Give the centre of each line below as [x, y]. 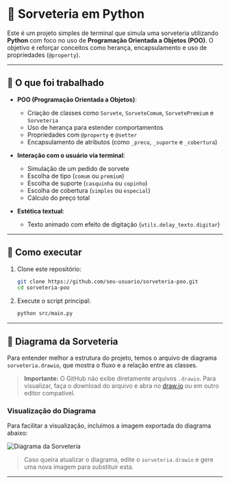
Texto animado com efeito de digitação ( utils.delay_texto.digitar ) [124, 224]
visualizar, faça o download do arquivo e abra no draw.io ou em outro [121, 386]
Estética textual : [41, 211]
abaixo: [17, 433]
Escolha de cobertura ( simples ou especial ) [89, 190]
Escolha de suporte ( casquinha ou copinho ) [87, 183]
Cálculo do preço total [59, 198]
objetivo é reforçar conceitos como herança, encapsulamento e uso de [107, 47]
